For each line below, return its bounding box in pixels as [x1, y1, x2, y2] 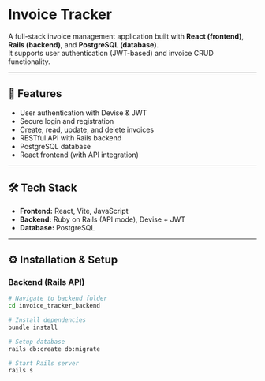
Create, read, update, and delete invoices [19, 125, 155, 134]
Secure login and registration [19, 116, 114, 125]
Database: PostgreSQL [19, 222, 95, 232]
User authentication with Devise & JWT [19, 108, 147, 118]
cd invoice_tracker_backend [8, 302, 101, 310]
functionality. [8, 57, 51, 66]
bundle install [8, 323, 58, 331]
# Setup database [8, 338, 65, 346]
